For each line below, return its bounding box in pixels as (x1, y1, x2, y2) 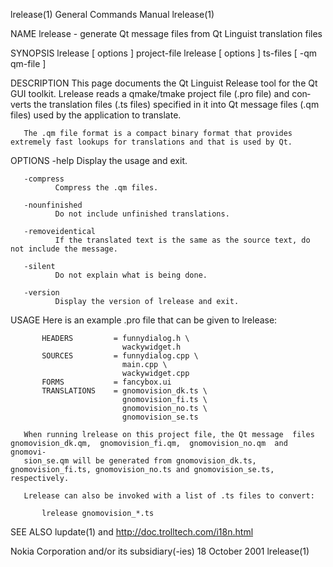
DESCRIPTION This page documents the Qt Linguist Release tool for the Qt (10, 77, 318, 89)
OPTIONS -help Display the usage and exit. (10, 155, 188, 166)
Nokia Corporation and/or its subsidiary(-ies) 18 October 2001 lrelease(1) (10, 545, 310, 557)
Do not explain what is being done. (54, 270, 208, 280)
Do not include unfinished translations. (54, 209, 230, 219)
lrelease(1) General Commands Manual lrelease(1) (10, 9, 215, 20)
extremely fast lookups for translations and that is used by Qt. (10, 137, 293, 147)
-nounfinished (23, 200, 83, 210)
